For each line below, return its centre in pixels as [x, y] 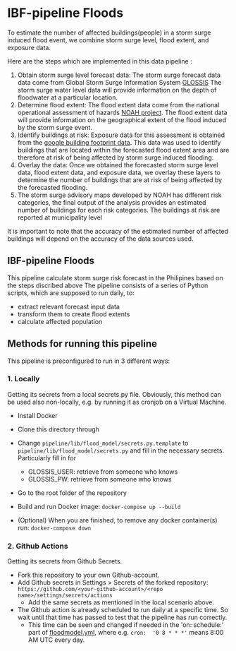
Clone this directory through [58, 429]
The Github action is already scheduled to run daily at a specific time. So [123, 610]
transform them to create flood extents [74, 314]
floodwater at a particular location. [68, 97]
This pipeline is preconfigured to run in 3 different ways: [89, 361]
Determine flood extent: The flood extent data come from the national [118, 104]
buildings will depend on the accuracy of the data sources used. [100, 239]
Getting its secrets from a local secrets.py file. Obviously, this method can [114, 394]
